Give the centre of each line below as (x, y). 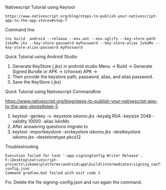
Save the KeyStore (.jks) (37, 82)
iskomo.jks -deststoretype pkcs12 (46, 137)
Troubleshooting (22, 146)
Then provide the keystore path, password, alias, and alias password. (83, 77)
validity (20, 121)
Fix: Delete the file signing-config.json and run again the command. (74, 182)
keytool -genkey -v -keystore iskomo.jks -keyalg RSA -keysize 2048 (82, 116)
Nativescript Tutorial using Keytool (40, 7)
